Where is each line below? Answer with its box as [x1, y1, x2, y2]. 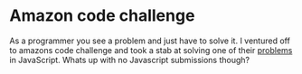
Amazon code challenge [9, 5, 195, 26]
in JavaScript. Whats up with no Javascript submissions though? [9, 54, 250, 65]
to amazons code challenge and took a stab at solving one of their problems [9, 44, 293, 55]
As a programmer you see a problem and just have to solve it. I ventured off [9, 35, 291, 46]
